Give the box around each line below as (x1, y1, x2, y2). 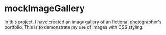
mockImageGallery (4, 3, 85, 14)
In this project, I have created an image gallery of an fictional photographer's (4, 19, 162, 25)
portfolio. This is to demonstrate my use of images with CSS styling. (4, 24, 144, 30)
